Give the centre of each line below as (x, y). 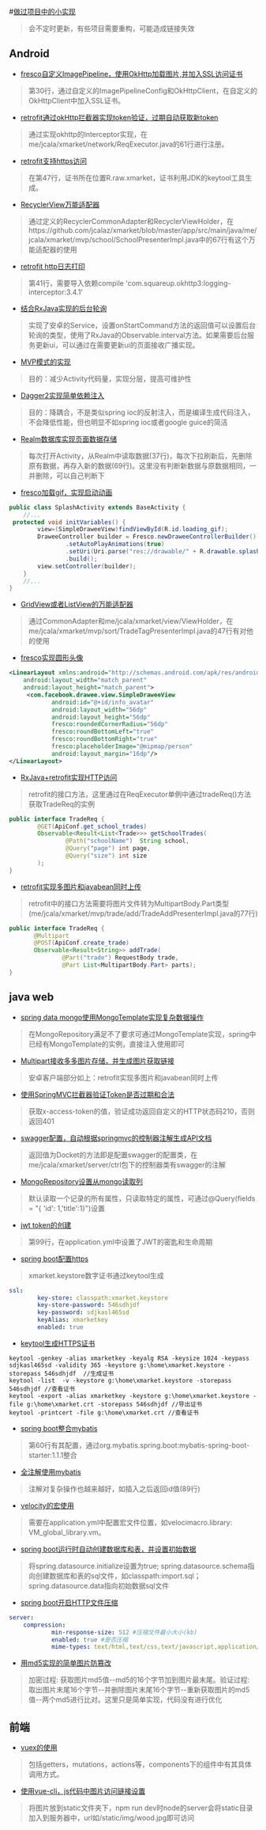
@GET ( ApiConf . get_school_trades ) (92, 826)
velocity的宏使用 (47, 1505)
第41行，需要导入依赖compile (76, 283)
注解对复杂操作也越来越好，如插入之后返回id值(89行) (114, 1488)
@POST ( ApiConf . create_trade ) (81, 943)
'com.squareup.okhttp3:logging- (178, 283)
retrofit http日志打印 (53, 266)
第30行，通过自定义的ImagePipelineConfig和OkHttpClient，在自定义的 (142, 90)
